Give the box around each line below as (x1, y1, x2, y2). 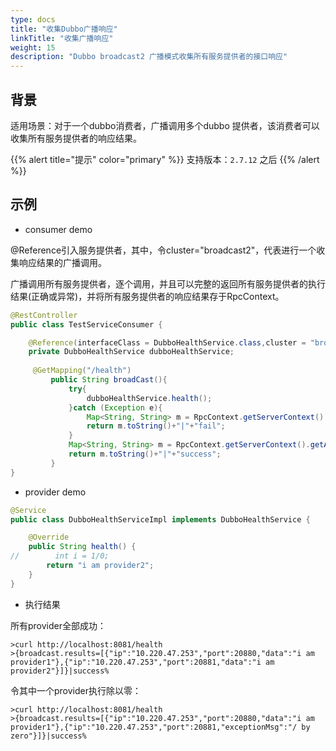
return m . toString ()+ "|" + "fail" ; (86, 421, 226, 431)
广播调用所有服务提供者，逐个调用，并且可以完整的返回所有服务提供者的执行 (10, 277, 326, 290)
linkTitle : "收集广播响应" (10, 33, 114, 43)
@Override (28, 532, 70, 543)
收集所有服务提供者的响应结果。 (10, 132, 142, 144)
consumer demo (24, 223, 93, 235)
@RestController (10, 310, 78, 320)
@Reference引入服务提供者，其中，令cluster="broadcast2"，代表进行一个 (10, 244, 317, 256)
